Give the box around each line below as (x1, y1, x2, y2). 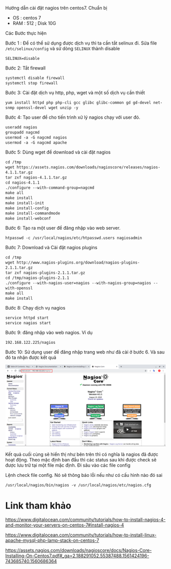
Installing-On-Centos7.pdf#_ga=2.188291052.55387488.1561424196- (5, 553, 149, 559)
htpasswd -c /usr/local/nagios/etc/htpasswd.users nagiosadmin (5, 235, 142, 240)
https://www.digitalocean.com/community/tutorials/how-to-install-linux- (5, 532, 157, 538)
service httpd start (5, 315, 49, 320)
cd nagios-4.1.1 (5, 180, 40, 185)
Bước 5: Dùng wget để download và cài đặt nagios (5, 149, 111, 155)
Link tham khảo (5, 499, 72, 511)
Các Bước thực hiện (5, 30, 47, 36)
